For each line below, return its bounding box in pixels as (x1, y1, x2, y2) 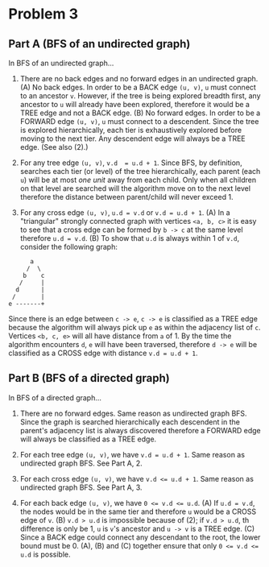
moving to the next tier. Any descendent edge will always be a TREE (19, 134, 246, 143)
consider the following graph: (19, 242, 118, 251)
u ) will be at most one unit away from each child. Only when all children (19, 175, 256, 184)
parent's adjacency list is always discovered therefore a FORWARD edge (19, 425, 261, 435)
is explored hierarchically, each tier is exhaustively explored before (19, 126, 242, 135)
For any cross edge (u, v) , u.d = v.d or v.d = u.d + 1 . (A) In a (19, 208, 231, 217)
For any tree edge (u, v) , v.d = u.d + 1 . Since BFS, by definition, (19, 158, 243, 168)
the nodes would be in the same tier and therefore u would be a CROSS (19, 507, 256, 516)
